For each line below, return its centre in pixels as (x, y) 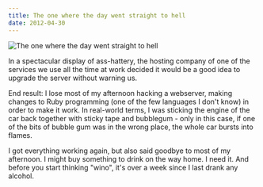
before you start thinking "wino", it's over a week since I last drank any (123, 167)
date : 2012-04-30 (37, 23)
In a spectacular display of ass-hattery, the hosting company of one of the (130, 61)
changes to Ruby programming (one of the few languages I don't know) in (129, 101)
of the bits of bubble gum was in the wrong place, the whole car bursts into (131, 127)
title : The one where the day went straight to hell (97, 15)
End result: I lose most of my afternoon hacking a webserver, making (120, 93)
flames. (21, 135)
